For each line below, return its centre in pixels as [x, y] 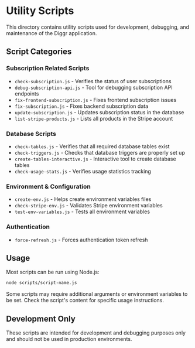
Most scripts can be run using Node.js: [53, 272]
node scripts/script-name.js [42, 283]
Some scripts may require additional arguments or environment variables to [97, 294]
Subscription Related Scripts [48, 69]
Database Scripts [31, 134]
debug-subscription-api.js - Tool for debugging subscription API [93, 87]
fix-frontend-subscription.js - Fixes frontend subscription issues [95, 100]
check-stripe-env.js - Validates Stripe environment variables [88, 206]
